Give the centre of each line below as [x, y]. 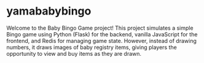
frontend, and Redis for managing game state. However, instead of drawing [101, 41]
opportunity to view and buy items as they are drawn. [74, 53]
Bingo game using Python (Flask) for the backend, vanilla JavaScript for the [102, 34]
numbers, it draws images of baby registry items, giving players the [92, 47]
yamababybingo [49, 11]
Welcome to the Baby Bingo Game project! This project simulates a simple [100, 28]
